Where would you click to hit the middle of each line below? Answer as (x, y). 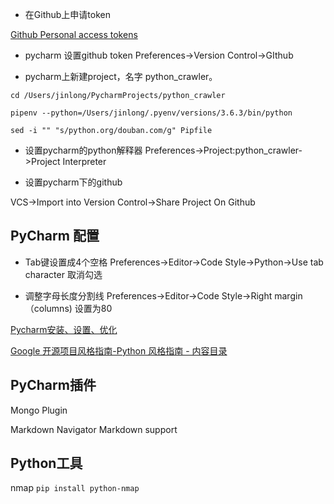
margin (288, 295)
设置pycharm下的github (73, 182)
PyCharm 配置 (55, 236)
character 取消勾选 (63, 274)
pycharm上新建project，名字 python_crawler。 (121, 76)
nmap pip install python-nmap (75, 488)
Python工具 (46, 463)
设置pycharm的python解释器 (83, 150)
